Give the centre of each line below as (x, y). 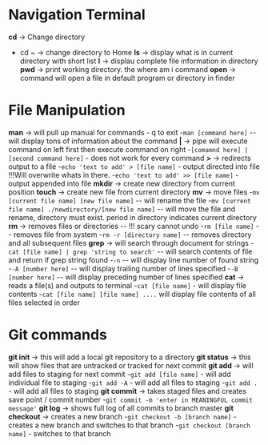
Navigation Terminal (77, 15)
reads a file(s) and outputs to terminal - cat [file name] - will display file (127, 285)
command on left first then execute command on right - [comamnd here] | (128, 149)
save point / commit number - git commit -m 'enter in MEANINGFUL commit (131, 399)
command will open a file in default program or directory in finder (127, 78)
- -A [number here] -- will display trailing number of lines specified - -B (123, 268)
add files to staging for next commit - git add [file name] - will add (120, 374)
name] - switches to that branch (60, 433)
